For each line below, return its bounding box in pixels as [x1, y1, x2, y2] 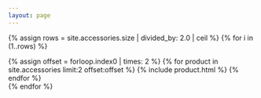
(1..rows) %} [8, 41, 48, 51]
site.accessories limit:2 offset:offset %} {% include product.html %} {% [8, 64, 240, 74]
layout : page [8, 11, 51, 20]
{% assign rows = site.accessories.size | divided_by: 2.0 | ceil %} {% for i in [8, 33, 254, 42]
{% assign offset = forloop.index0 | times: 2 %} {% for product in [8, 56, 219, 66]
